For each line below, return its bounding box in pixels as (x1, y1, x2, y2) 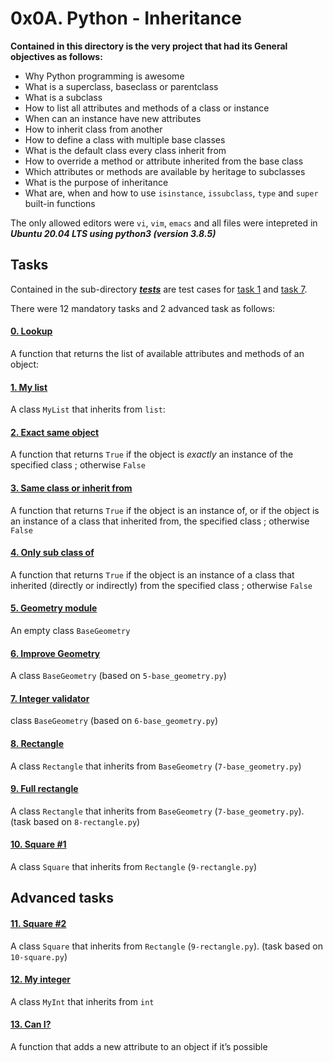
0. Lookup (10, 325, 53, 337)
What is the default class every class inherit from (24, 144, 227, 156)
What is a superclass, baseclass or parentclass (24, 80, 219, 92)
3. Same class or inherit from (10, 482, 133, 494)
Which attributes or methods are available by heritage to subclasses (24, 165, 306, 177)
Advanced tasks (10, 890, 115, 907)
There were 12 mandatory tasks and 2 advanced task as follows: (10, 302, 276, 314)
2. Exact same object (10, 426, 100, 438)
